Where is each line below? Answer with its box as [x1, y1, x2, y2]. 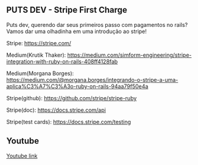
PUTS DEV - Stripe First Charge [6, 5, 128, 15]
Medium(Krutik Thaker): [6, 51, 66, 59]
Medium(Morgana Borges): [6, 70, 74, 77]
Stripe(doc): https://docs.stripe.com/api [6, 106, 106, 114]
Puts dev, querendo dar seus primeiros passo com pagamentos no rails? [6, 21, 188, 28]
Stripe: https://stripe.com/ [6, 39, 71, 46]
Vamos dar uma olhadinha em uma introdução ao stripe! [6, 28, 147, 35]
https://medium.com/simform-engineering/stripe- [67, 51, 192, 59]
